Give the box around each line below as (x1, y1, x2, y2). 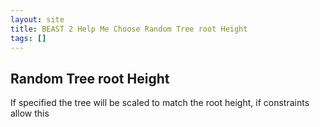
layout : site (10, 14, 65, 25)
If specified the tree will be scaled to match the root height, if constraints (10, 97, 310, 109)
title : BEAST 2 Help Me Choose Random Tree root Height (10, 24, 248, 34)
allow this (10, 107, 50, 120)
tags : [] (10, 33, 47, 43)
